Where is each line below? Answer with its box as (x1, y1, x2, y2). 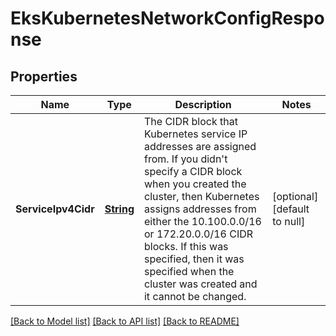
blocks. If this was (143, 240, 229, 253)
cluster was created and (143, 277, 258, 291)
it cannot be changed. (143, 290, 247, 303)
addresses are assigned (143, 140, 257, 153)
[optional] (272, 190, 319, 203)
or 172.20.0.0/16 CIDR (143, 227, 254, 241)
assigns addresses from (143, 202, 257, 216)
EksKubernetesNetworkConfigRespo (10, 7, 325, 30)
